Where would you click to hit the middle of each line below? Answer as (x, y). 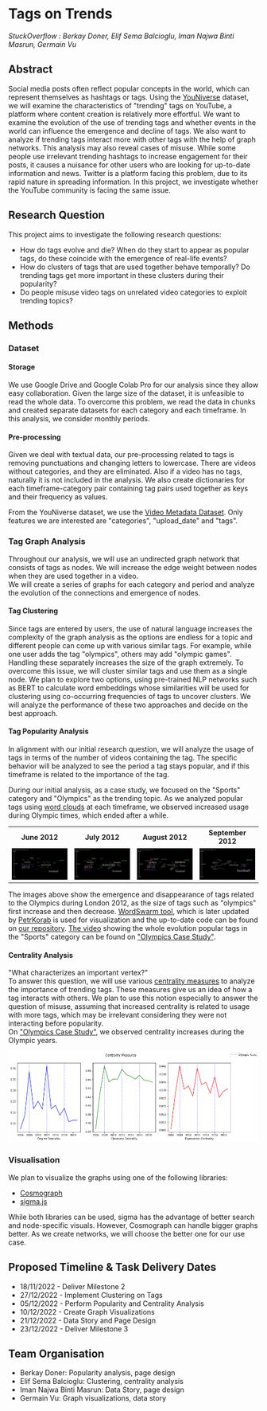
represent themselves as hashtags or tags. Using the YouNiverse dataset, (128, 97)
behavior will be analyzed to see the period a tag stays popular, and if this (129, 766)
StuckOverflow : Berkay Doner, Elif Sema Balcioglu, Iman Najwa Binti (121, 36)
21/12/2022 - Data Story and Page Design (88, 1320)
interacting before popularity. (56, 1023)
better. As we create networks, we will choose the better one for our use (127, 1233)
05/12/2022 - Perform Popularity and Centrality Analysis (112, 1304)
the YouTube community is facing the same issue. (89, 190)
